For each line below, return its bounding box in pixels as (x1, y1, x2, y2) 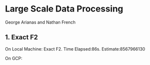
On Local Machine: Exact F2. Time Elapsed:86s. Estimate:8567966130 (5, 46, 146, 52)
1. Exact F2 (5, 33, 38, 41)
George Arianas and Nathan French (5, 19, 76, 25)
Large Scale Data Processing (5, 3, 124, 14)
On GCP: (5, 55, 23, 61)
